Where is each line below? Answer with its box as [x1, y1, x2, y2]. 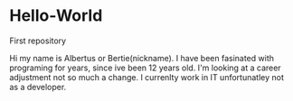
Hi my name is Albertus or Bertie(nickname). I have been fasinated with [9, 52, 274, 63]
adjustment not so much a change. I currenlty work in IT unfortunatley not [9, 71, 285, 82]
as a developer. [9, 81, 67, 92]
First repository [9, 35, 66, 46]
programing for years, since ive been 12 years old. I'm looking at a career [9, 62, 282, 73]
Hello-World [9, 5, 103, 26]
